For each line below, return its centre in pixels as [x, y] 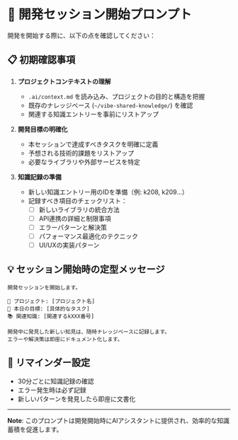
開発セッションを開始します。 [44, 287]
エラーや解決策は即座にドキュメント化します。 [65, 339]
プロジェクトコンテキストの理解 [64, 81]
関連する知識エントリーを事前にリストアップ [93, 114]
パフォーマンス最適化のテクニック [89, 236]
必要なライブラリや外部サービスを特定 [84, 162]
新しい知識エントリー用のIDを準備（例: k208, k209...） [108, 192]
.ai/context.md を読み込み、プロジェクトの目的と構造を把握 [117, 96]
